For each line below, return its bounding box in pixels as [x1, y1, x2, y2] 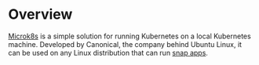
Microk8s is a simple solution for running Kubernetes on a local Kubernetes [8, 31, 251, 41]
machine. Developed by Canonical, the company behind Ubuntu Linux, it [8, 39, 242, 49]
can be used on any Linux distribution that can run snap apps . [8, 48, 208, 57]
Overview [8, 5, 73, 23]
